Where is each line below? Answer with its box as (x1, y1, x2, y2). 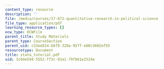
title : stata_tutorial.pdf (5, 52, 60, 57)
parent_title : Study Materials (5, 34, 69, 39)
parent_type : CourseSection (5, 39, 62, 44)
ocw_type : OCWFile (5, 30, 42, 34)
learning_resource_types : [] (5, 25, 64, 30)
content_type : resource (5, 7, 54, 12)
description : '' (5, 12, 38, 17)
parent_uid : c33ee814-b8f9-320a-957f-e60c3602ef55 (5, 43, 110, 48)
